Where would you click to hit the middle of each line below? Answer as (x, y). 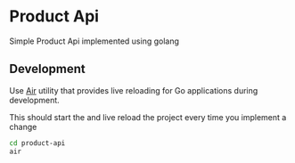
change (23, 126)
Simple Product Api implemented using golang (94, 41)
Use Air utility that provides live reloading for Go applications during (134, 90)
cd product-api (37, 143)
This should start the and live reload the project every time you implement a (148, 117)
